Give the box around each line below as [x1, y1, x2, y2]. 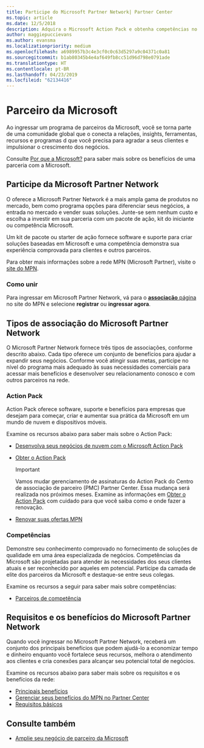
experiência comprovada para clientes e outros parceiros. [6, 246, 151, 254]
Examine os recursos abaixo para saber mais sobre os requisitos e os [6, 669, 181, 676]
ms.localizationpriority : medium [6, 43, 91, 50]
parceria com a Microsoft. [6, 161, 71, 169]
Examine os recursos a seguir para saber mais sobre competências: [6, 582, 177, 590]
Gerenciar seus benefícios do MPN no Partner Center [15, 694, 149, 702]
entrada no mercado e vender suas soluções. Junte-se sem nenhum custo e [6, 209, 198, 216]
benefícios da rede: [6, 676, 55, 683]
